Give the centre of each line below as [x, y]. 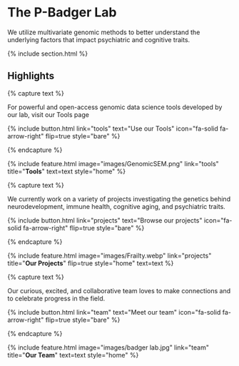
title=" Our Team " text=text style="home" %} [73, 355]
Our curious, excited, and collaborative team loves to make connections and [119, 290]
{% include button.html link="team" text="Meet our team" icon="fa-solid [114, 312]
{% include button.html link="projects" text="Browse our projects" [105, 220]
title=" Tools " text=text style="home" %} [67, 171]
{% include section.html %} [48, 54]
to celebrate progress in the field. [56, 298]
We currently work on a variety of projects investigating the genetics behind [119, 199]
